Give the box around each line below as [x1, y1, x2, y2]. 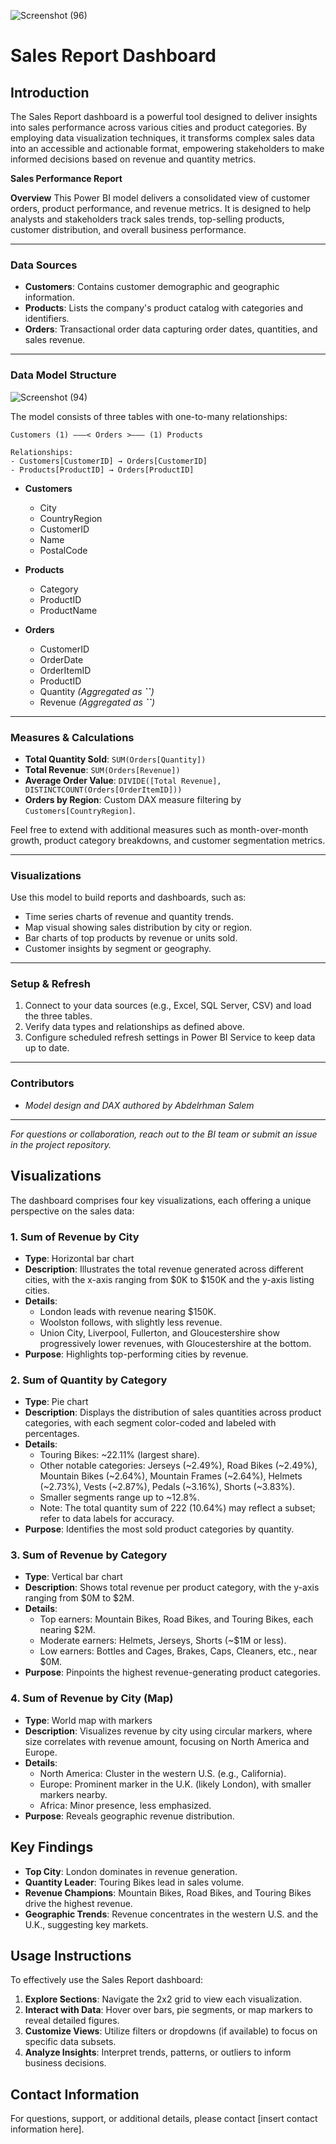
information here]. [10, 2123, 85, 2135]
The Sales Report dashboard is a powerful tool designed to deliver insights [10, 111, 318, 122]
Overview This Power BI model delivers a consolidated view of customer [10, 192, 311, 204]
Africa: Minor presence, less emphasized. [39, 1799, 212, 1811]
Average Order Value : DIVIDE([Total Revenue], [24, 774, 222, 786]
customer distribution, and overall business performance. [10, 224, 247, 235]
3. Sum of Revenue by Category [10, 1548, 168, 1562]
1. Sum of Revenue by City [10, 1230, 140, 1244]
